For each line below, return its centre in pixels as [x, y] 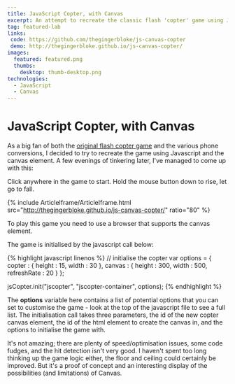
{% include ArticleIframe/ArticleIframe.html [69, 203]
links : [17, 33]
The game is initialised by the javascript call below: [80, 245]
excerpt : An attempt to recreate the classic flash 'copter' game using [115, 20]
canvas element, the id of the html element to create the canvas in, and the [115, 322]
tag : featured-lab [34, 27]
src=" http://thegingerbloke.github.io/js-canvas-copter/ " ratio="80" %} [109, 210]
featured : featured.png [48, 59]
